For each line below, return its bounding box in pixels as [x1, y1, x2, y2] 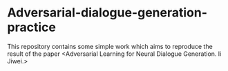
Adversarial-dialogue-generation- [7, 5, 208, 21]
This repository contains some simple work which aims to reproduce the [7, 42, 213, 50]
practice [7, 19, 57, 35]
